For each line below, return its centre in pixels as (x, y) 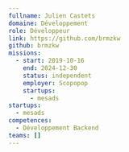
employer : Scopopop (56, 83)
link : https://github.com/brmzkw (64, 38)
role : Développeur (39, 31)
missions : (25, 53)
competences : (30, 121)
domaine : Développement (48, 23)
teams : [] (25, 135)
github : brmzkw (34, 46)
